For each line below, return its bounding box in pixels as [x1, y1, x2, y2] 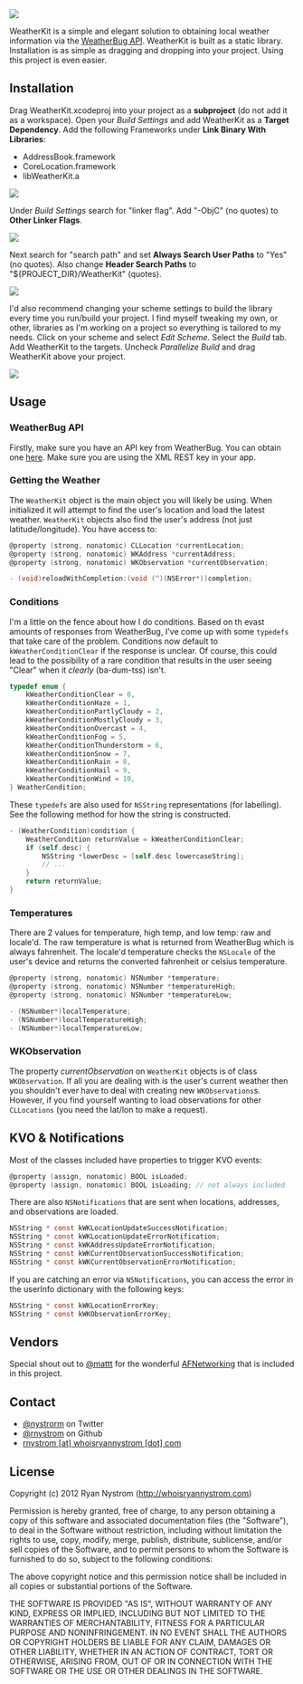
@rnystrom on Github [22, 1428, 103, 1439]
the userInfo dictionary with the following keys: [9, 1283, 185, 1294]
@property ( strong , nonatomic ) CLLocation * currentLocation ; [9, 541, 245, 550]
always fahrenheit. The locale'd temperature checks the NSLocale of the [9, 946, 276, 958]
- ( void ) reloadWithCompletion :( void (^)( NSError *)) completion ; [9, 574, 253, 583]
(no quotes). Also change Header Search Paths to [9, 258, 197, 270]
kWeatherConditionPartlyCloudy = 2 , [25, 707, 165, 716]
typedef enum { [9, 682, 67, 691]
